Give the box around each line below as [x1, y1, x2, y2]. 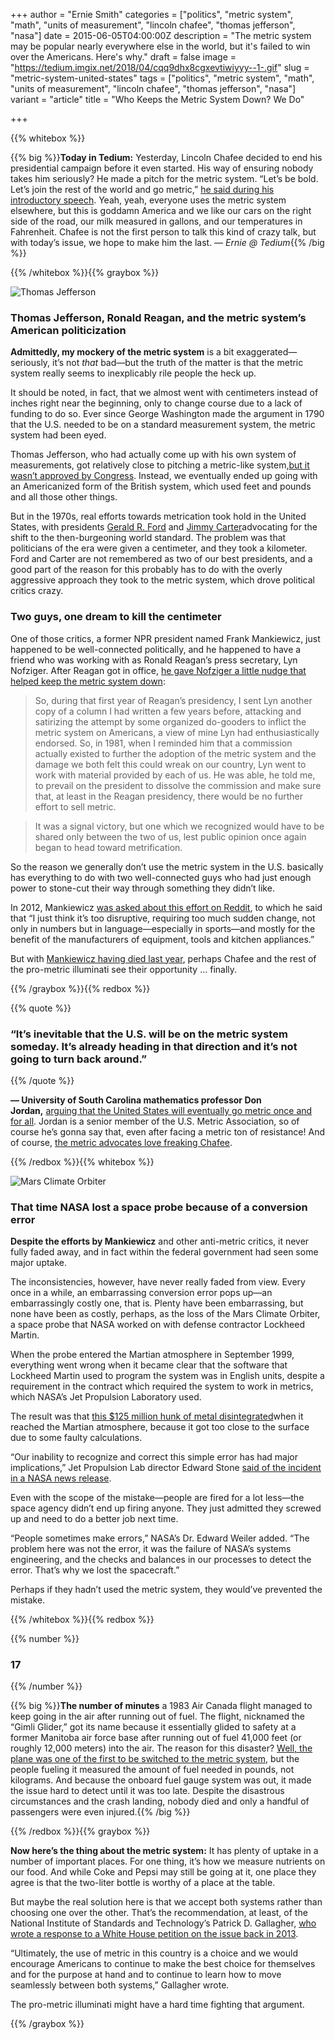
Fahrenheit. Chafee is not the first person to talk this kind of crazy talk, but [10, 226, 317, 238]
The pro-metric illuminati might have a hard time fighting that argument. [10, 1999, 305, 2011]
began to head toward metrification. [34, 841, 183, 853]
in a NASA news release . [10, 1472, 112, 1484]
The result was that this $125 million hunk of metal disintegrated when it [10, 1410, 304, 1423]
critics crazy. [10, 585, 64, 597]
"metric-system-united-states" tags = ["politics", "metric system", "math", [10, 72, 315, 84]
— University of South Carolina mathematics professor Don [10, 1094, 262, 1106]
